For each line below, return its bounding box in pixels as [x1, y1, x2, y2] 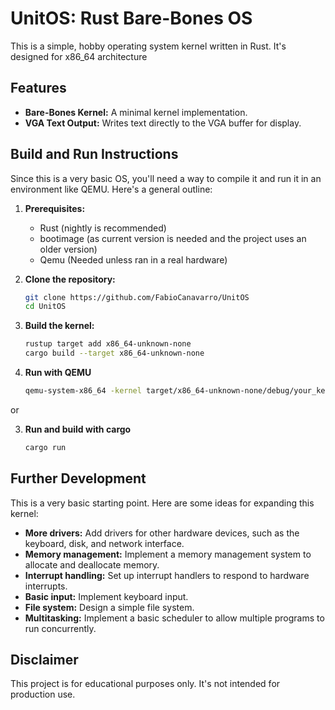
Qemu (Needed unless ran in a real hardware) [39, 253, 228, 266]
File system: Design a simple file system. [24, 601, 195, 613]
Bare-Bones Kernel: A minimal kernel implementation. [24, 106, 248, 118]
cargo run [24, 442, 67, 452]
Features [10, 80, 67, 97]
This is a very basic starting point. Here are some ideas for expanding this [10, 497, 315, 509]
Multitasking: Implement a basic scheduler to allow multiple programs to [24, 612, 325, 624]
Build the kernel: [24, 320, 95, 332]
